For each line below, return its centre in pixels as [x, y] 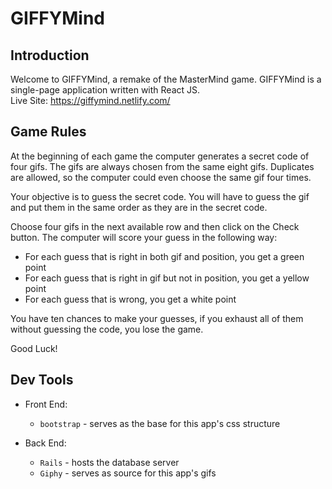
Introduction [50, 55]
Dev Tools [42, 380]
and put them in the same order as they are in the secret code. [139, 207]
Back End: [45, 443]
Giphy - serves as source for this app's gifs [128, 473]
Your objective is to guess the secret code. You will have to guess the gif [160, 196]
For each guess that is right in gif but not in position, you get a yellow [167, 278]
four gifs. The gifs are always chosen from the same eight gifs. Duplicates [162, 166]
